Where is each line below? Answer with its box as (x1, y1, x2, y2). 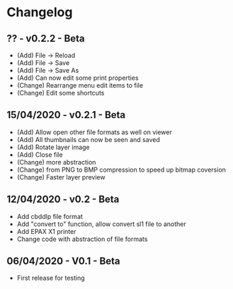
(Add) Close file (16, 150, 63, 159)
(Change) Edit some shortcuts (16, 89, 105, 97)
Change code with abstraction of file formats (16, 235, 148, 243)
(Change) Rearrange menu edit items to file (16, 81, 143, 89)
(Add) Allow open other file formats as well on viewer (16, 128, 172, 136)
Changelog (6, 4, 73, 20)
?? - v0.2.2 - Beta (6, 33, 86, 45)
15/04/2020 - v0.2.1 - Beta (6, 109, 126, 121)
